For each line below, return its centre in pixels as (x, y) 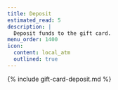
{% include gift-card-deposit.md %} (59, 79)
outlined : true (36, 59)
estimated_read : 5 (34, 20)
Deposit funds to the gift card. (63, 33)
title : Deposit (29, 14)
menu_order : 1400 (33, 40)
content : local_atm (42, 53)
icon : (15, 46)
